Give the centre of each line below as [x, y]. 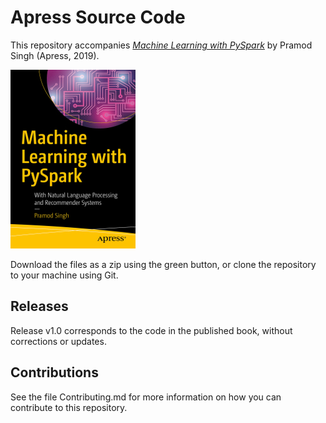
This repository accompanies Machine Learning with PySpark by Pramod [161, 45]
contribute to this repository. [69, 407]
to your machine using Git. [64, 275]
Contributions [54, 372]
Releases [39, 306]
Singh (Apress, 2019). [55, 55]
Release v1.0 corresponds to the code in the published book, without [151, 330]
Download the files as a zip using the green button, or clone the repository [163, 264]
